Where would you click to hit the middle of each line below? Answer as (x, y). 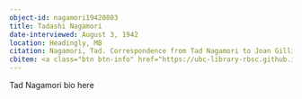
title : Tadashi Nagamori (56, 26)
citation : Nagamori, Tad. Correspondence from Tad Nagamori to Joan (140, 51)
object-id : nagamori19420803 (64, 18)
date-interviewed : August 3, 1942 (74, 34)
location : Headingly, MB (56, 43)
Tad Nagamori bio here (52, 85)
